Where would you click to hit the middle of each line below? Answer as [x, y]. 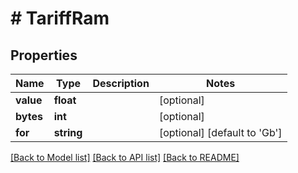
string [68, 132]
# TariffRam [60, 18]
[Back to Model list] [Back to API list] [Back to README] [125, 157]
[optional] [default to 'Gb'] [220, 132]
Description [121, 83]
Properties [44, 55]
